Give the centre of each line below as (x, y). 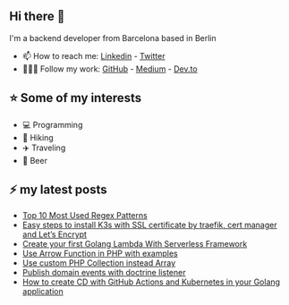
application (43, 292)
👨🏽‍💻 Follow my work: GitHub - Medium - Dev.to (110, 69)
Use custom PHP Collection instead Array (99, 263)
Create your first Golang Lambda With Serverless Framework (135, 244)
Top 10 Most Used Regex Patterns (85, 216)
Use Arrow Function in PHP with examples (100, 254)
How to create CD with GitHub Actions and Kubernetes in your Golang (151, 282)
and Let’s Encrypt (55, 234)
